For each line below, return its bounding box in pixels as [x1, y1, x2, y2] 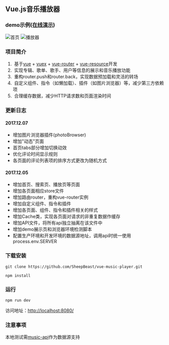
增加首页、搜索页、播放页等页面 [12, 181, 80, 188]
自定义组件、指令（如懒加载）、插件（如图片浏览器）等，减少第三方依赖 [14, 80, 164, 86]
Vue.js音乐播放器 [5, 5, 60, 14]
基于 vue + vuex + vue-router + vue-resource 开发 [14, 60, 117, 67]
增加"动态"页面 [12, 138, 44, 144]
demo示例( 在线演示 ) [5, 21, 55, 29]
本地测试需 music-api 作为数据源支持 [5, 334, 80, 340]
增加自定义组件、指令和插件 [12, 201, 71, 207]
